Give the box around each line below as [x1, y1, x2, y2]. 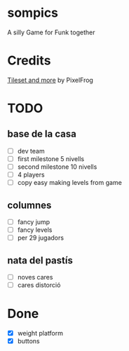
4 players [17, 170, 45, 179]
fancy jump [17, 218, 50, 226]
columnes [7, 199, 52, 211]
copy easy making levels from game [17, 179, 123, 187]
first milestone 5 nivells [17, 154, 85, 163]
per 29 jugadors [17, 233, 64, 242]
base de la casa [7, 128, 77, 140]
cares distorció [17, 281, 61, 289]
